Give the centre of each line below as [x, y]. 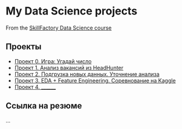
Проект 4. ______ [35, 87]
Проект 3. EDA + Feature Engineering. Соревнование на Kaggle [95, 80]
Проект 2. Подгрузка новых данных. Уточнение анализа [87, 74]
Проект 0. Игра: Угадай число [53, 61]
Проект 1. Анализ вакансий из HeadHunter [69, 68]
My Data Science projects [71, 11]
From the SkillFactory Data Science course [59, 28]
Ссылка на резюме [44, 106]
